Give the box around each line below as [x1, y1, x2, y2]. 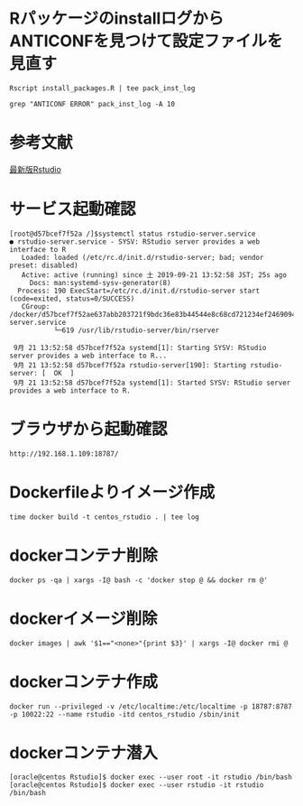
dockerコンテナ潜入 [9, 742, 158, 763]
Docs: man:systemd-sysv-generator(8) [29, 278, 171, 287]
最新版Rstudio [9, 163, 61, 174]
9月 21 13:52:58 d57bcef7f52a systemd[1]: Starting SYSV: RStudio [13, 343, 267, 352]
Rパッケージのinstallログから [9, 8, 225, 29]
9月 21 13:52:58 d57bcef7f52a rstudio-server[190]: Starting [13, 360, 246, 370]
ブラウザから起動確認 [9, 419, 169, 439]
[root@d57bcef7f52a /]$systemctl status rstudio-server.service [9, 229, 256, 238]
